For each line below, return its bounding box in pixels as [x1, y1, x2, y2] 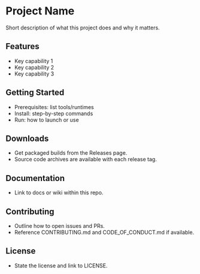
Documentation [5, 173, 65, 183]
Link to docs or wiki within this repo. [14, 189, 104, 196]
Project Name [5, 4, 75, 18]
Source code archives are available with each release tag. [14, 156, 157, 163]
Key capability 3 [14, 70, 54, 77]
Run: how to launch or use [14, 116, 79, 124]
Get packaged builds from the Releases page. [14, 149, 128, 156]
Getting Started [5, 88, 65, 98]
